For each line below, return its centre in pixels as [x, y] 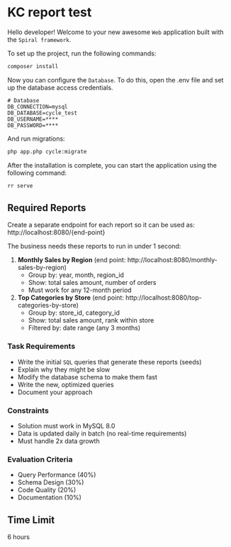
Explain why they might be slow [64, 369]
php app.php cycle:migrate [47, 151]
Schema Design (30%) [51, 482]
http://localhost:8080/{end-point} [56, 232]
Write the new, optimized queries [66, 384]
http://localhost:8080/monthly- [172, 260]
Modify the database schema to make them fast [88, 377]
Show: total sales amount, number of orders [92, 283]
